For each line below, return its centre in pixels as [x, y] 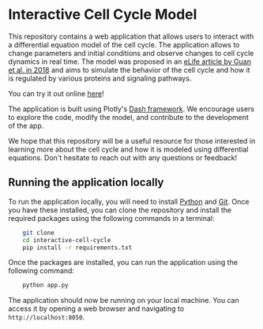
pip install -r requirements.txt [77, 247]
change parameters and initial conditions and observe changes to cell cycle [131, 53]
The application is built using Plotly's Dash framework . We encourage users [131, 109]
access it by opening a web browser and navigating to [96, 308]
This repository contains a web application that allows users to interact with [131, 36]
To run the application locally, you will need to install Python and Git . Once [129, 201]
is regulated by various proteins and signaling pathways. [100, 78]
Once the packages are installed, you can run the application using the [123, 263]
